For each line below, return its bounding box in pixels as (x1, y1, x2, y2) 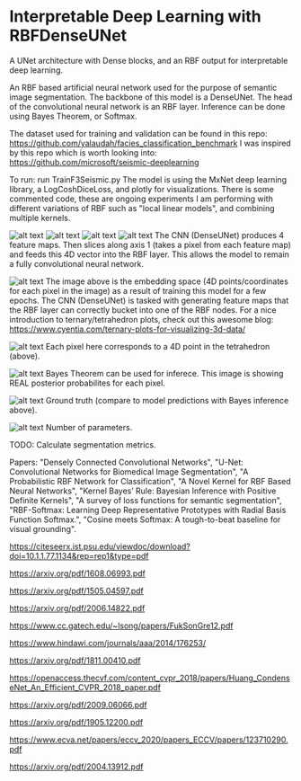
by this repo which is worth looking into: (9, 146, 157, 158)
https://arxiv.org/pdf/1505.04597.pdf (9, 585, 144, 596)
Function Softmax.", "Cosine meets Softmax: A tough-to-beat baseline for (9, 514, 281, 525)
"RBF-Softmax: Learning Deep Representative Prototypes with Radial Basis (9, 504, 287, 515)
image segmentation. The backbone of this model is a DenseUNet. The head (9, 92, 293, 102)
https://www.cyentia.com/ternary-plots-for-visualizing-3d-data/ (9, 324, 246, 334)
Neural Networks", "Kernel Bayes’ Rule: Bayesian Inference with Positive (9, 485, 277, 496)
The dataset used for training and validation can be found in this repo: (9, 128, 268, 138)
